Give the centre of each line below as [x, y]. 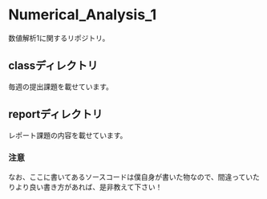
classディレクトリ [53, 66]
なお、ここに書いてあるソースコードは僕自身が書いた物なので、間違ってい [131, 177]
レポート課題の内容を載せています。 [68, 135]
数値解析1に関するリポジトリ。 [59, 38]
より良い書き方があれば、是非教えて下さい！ [89, 187]
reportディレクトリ [55, 114]
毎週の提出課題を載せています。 [61, 87]
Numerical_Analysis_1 [83, 15]
